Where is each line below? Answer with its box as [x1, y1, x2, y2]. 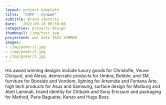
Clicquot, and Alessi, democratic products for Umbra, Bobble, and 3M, [5, 73, 150, 79]
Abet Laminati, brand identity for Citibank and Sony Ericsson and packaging [5, 88, 161, 95]
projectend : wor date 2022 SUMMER [5, 35, 77, 40]
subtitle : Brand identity [5, 16, 59, 21]
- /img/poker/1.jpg [5, 44, 46, 49]
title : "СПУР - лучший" [5, 12, 57, 17]
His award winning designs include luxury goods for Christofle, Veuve [5, 67, 149, 73]
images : [5, 40, 21, 45]
